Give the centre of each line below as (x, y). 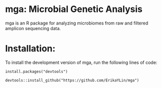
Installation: (30, 49)
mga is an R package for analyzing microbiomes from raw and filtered (77, 23)
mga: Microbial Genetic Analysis (74, 9)
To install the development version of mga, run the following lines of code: (81, 62)
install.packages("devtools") (37, 71)
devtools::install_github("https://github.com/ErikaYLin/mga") (72, 80)
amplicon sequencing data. (33, 28)
